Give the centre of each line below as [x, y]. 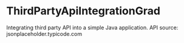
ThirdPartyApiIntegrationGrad [83, 11]
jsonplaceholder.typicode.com [44, 33]
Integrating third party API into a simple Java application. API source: [92, 27]
